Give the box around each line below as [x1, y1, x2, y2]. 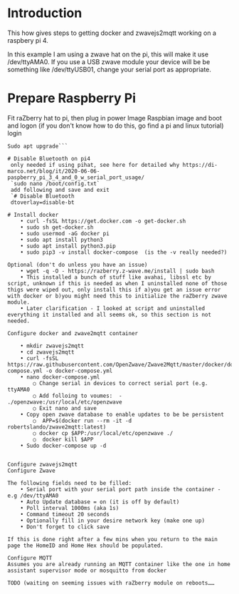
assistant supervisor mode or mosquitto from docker [7, 567, 167, 574]
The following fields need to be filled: [7, 479, 132, 486]
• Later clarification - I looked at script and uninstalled [20, 304, 205, 312]
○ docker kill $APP [33, 436, 94, 443]
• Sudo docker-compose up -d [20, 442, 107, 449]
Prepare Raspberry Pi [7, 91, 137, 106]
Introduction [7, 5, 83, 21]
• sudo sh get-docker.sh [20, 223, 94, 231]
